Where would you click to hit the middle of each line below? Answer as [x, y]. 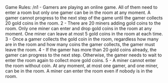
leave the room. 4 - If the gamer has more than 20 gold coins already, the [81, 50]
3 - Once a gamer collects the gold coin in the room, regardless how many [82, 39]
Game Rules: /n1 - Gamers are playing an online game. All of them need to [81, 7]
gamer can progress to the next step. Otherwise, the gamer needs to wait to [83, 55]
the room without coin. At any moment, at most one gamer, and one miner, [82, 65]
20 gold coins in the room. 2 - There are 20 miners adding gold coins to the [83, 23]
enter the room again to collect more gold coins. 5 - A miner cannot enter [81, 60]
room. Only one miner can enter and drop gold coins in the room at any [78, 28]
